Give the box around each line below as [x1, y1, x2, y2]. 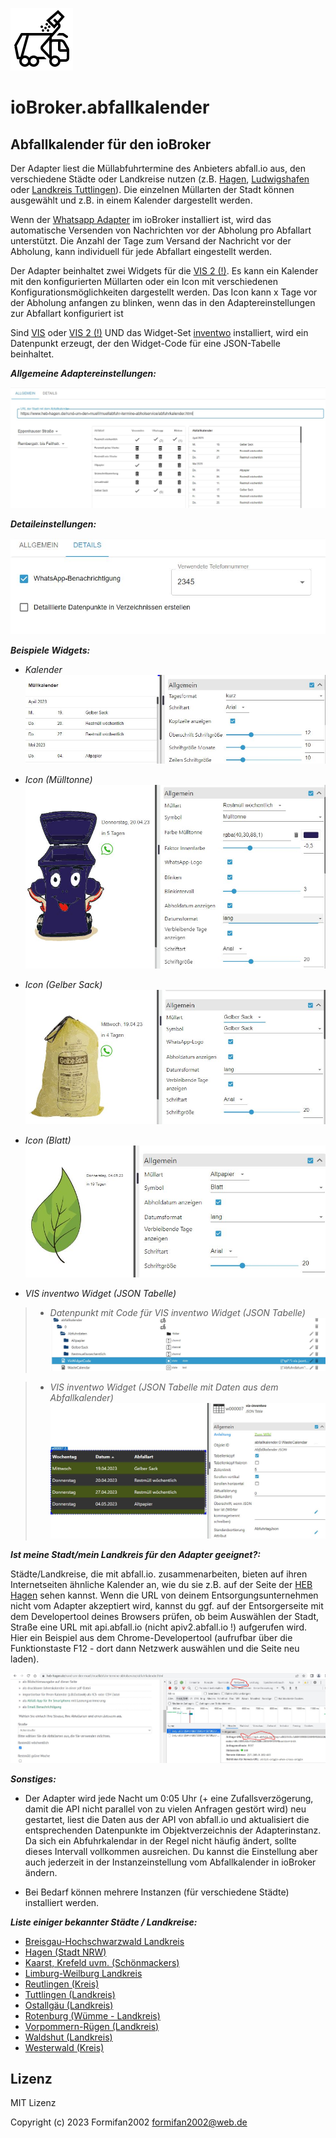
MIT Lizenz [10, 2097, 57, 2109]
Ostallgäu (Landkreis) [24, 1999, 114, 2011]
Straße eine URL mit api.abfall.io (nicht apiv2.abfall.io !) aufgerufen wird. [10, 1621, 307, 1633]
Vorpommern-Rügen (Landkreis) [24, 2020, 160, 2032]
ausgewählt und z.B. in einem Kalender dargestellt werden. [10, 194, 253, 206]
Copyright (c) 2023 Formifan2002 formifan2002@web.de [10, 2116, 248, 2128]
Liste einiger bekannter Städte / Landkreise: [10, 1916, 198, 1928]
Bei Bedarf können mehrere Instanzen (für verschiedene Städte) [24, 1886, 290, 1898]
